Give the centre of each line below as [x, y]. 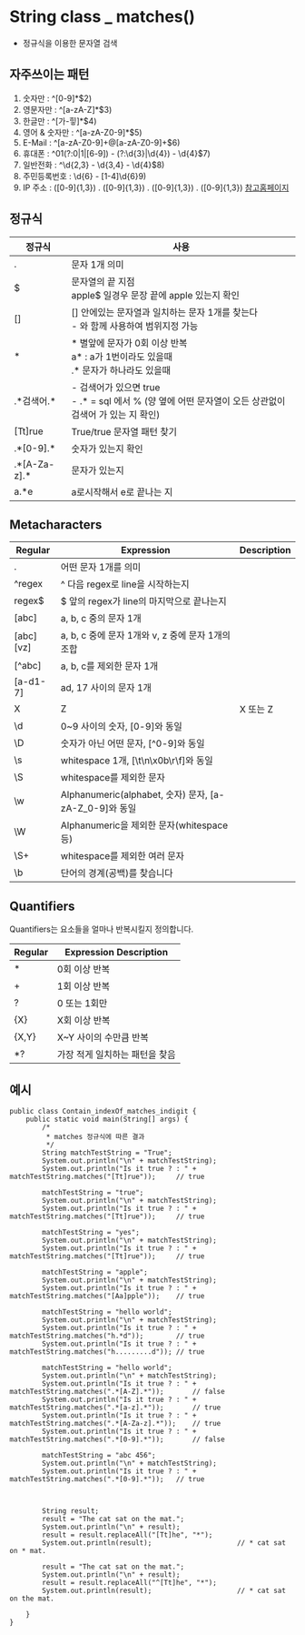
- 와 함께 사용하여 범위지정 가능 [135, 326]
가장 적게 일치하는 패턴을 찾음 [117, 1055]
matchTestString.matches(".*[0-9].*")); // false [117, 1439]
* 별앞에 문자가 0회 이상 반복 [129, 343]
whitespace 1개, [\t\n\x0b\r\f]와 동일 [137, 761]
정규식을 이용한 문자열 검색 [70, 43]
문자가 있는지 [98, 470]
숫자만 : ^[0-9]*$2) [57, 98]
